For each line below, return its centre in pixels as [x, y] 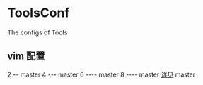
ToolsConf [39, 13]
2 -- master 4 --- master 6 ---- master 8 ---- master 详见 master [101, 74]
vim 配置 [26, 57]
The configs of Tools [37, 32]
